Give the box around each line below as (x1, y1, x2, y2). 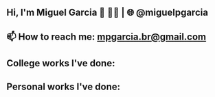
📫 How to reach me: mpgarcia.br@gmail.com (6, 31, 207, 42)
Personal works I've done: (6, 81, 121, 92)
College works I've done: (6, 57, 115, 69)
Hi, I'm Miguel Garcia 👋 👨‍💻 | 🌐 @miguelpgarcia (6, 7, 209, 18)
